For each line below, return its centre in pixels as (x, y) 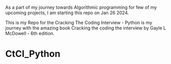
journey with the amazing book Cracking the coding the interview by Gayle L (86, 28)
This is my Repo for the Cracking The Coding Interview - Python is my (79, 23)
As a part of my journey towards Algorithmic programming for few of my (81, 7)
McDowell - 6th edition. (30, 33)
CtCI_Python (33, 54)
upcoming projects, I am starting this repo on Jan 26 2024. (67, 13)
